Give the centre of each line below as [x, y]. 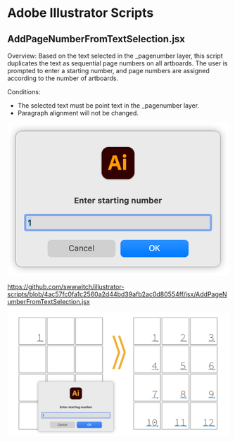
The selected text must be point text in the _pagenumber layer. [108, 106]
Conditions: [24, 92]
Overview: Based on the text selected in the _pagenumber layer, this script [115, 56]
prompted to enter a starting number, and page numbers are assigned [108, 71]
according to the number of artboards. [63, 78]
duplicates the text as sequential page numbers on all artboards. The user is [118, 63]
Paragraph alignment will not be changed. [78, 113]
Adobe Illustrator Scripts [81, 13]
